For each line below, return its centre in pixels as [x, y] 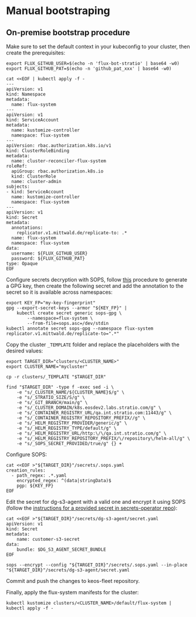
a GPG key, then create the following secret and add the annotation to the [95, 286]
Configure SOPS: [27, 455]
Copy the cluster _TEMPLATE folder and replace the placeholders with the [93, 345]
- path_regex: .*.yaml [39, 476]
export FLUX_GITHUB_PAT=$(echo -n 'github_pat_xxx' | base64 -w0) [89, 69]
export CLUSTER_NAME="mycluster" [47, 367]
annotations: [27, 228]
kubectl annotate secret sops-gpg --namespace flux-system [80, 328]
